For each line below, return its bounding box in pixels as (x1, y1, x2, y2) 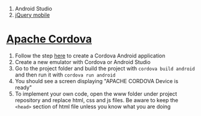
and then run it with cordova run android (14, 71, 116, 78)
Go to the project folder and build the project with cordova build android (14, 65, 195, 72)
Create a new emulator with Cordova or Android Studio (14, 58, 151, 65)
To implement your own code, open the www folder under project (14, 90, 178, 97)
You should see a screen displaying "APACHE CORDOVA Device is (14, 77, 179, 84)
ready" (14, 84, 32, 91)
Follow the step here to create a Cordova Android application (14, 52, 166, 59)
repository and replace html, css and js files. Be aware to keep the (14, 96, 179, 103)
